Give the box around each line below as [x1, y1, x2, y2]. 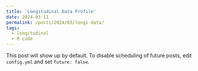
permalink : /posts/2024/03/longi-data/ [6, 19, 105, 25]
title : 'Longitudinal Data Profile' [6, 8, 96, 15]
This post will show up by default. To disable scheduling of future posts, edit [6, 52, 192, 59]
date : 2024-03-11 [6, 14, 49, 20]
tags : [6, 25, 20, 31]
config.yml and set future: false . [6, 58, 90, 65]
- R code [11, 36, 33, 42]
